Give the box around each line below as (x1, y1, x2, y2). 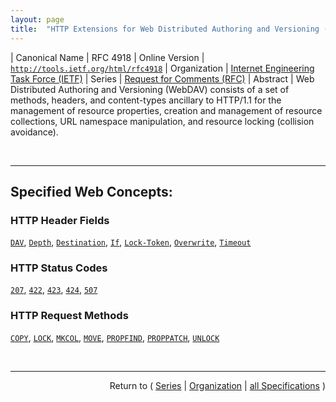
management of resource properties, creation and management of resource (10, 104, 323, 116)
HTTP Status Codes (10, 261, 108, 275)
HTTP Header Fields (10, 213, 110, 227)
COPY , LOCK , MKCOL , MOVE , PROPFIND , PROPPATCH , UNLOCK (10, 331, 220, 343)
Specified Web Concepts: (10, 183, 173, 200)
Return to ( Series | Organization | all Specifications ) (109, 379, 326, 391)
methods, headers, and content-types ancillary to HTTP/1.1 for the (10, 94, 282, 106)
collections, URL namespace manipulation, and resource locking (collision (10, 115, 315, 127)
